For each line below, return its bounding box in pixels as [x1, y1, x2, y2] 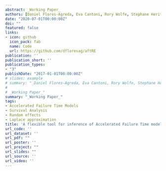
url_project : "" [5, 145, 39, 150]
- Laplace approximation [5, 117, 56, 122]
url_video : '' [5, 158, 35, 163]
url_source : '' [5, 154, 37, 159]
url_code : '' [5, 126, 32, 131]
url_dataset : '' [5, 131, 39, 136]
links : [5, 30, 19, 35]
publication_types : [5, 62, 45, 67]
